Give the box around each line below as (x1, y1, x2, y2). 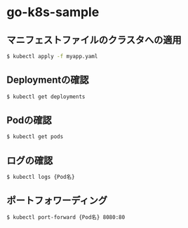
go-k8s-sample (6, 4, 100, 20)
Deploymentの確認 (6, 74, 89, 86)
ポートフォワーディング (6, 194, 108, 207)
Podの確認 (6, 114, 52, 126)
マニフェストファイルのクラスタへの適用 (6, 34, 182, 46)
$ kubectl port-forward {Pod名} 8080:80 (6, 213, 126, 221)
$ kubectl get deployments (6, 93, 86, 100)
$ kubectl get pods (6, 133, 64, 140)
